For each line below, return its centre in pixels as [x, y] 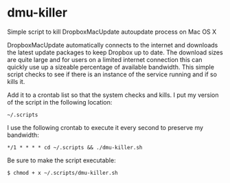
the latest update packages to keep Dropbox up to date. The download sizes [115, 52]
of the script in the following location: [60, 102]
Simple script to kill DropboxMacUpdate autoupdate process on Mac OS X [112, 32]
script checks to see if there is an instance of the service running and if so [112, 74]
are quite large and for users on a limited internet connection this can [105, 59]
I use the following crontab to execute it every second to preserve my [105, 127]
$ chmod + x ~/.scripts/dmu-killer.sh [62, 173]
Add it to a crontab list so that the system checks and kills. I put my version [113, 95]
